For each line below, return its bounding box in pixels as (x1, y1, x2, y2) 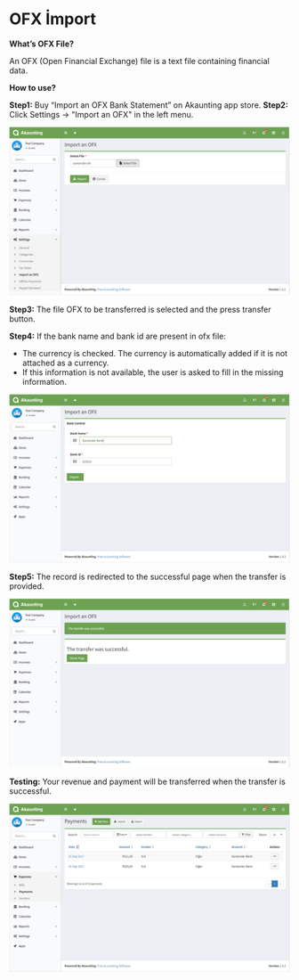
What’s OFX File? (9, 38, 74, 49)
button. (9, 314, 36, 324)
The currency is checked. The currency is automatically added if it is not (21, 348, 287, 359)
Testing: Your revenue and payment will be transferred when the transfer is (9, 776, 287, 787)
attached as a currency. (21, 357, 109, 369)
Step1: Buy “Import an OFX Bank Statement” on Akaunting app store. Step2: (9, 99, 289, 110)
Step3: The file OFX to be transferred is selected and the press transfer (9, 304, 271, 315)
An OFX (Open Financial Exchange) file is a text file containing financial (9, 55, 270, 66)
